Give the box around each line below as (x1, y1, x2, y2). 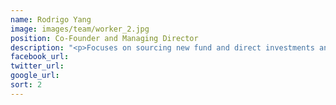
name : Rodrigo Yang (10, 14, 92, 25)
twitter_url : (10, 61, 65, 71)
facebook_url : (10, 52, 70, 62)
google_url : (10, 71, 60, 81)
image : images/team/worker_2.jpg (10, 24, 150, 34)
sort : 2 (10, 80, 43, 90)
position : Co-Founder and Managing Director (10, 33, 199, 43)
